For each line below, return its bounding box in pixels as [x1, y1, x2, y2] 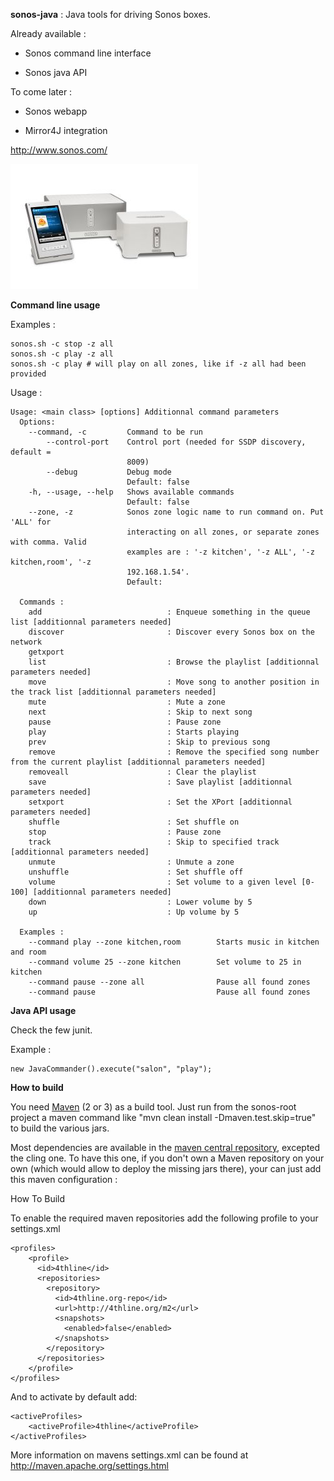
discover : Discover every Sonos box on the [28, 627, 315, 637]
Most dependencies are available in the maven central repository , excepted [10, 1142, 321, 1153]
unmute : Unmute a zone [28, 857, 235, 867]
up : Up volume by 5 [28, 907, 240, 917]
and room [10, 947, 47, 957]
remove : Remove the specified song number [28, 747, 320, 757]
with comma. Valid [10, 537, 87, 547]
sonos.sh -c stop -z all [10, 339, 114, 349]
